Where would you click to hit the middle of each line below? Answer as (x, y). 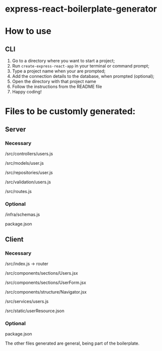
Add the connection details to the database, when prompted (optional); (83, 76)
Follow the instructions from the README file (57, 87)
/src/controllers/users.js (29, 154)
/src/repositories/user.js (29, 173)
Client (14, 239)
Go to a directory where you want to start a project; (63, 61)
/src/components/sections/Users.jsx (42, 273)
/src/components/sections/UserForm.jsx (46, 282)
